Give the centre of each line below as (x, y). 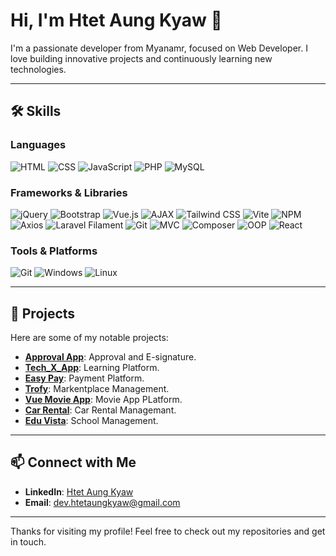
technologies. (38, 69)
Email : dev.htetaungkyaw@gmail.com (102, 502)
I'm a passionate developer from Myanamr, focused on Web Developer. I (159, 48)
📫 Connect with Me (73, 462)
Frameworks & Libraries (69, 192)
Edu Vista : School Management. (91, 421)
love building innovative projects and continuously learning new (141, 58)
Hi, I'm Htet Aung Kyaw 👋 (116, 20)
